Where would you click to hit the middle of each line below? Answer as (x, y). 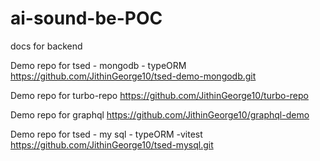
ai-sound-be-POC (86, 18)
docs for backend (46, 46)
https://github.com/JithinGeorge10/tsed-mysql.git (112, 144)
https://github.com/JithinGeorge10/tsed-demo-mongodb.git (133, 76)
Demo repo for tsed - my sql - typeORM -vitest (106, 134)
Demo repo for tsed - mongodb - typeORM (98, 65)
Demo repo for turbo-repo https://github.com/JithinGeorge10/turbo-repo (159, 95)
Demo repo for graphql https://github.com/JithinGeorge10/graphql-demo (160, 114)
